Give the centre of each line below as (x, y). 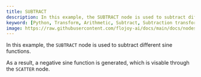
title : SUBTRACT (26, 12)
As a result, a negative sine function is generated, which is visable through (98, 63)
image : (14, 28)
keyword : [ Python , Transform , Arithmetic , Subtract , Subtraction (89, 23)
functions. (19, 52)
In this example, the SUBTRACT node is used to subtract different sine (89, 45)
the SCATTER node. (28, 69)
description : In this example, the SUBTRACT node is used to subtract (96, 17)
